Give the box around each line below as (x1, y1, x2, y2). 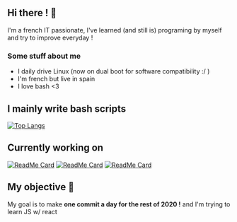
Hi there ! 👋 (7, 7, 57, 19)
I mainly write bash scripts (7, 103, 127, 115)
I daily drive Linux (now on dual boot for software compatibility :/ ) (17, 67, 210, 76)
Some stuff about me (7, 51, 81, 61)
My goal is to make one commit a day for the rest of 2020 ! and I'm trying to (7, 199, 231, 209)
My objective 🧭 (7, 181, 74, 193)
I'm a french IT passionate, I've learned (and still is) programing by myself (7, 25, 223, 34)
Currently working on (7, 142, 104, 154)
